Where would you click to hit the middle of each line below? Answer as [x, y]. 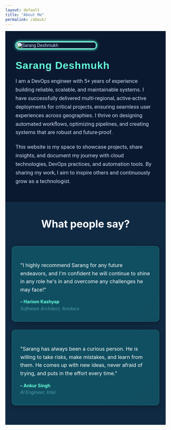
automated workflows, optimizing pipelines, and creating [82, 124]
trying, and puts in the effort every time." [69, 373]
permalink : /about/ [26, 19]
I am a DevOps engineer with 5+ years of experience [77, 81]
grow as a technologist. [43, 181]
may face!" [33, 290]
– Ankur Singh [35, 385]
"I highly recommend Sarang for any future [72, 265]
